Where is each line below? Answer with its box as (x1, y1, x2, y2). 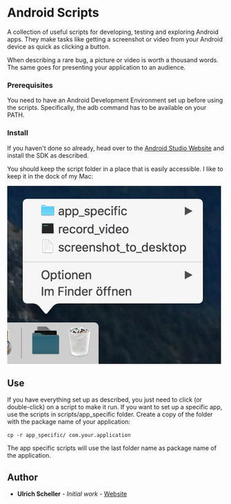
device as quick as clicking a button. (7, 42, 111, 50)
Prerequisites (7, 80, 53, 90)
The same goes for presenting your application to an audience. (7, 63, 186, 71)
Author (7, 472, 38, 483)
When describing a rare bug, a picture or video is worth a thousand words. (7, 55, 219, 64)
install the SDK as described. (7, 151, 90, 160)
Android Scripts (7, 5, 100, 21)
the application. (7, 451, 52, 460)
